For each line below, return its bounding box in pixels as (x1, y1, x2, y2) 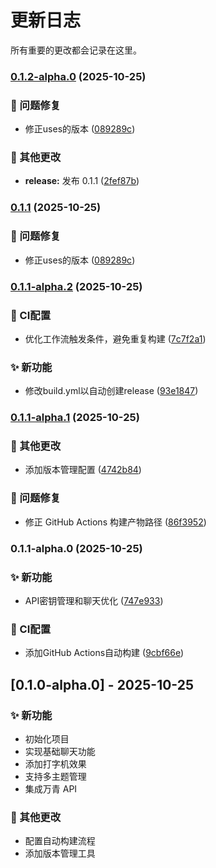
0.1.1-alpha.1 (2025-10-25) (10, 411, 140, 425)
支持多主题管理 (24, 770, 87, 782)
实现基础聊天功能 (24, 745, 96, 757)
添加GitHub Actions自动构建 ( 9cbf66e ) (24, 647, 185, 659)
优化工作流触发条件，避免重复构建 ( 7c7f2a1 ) (24, 332, 207, 345)
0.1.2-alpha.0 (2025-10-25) (10, 69, 147, 83)
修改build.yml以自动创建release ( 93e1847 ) (24, 385, 199, 397)
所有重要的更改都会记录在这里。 (10, 44, 142, 56)
